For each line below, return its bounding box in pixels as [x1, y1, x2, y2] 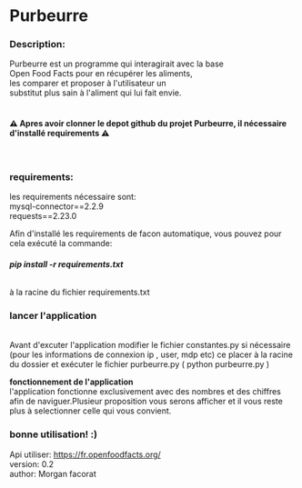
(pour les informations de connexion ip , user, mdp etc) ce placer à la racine [9, 349, 294, 360]
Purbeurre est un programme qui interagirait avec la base [9, 58, 225, 69]
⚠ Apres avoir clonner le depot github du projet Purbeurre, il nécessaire [9, 118, 287, 129]
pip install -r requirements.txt [9, 258, 124, 269]
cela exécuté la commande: [9, 237, 113, 248]
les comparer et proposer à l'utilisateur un [9, 78, 166, 89]
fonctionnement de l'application [9, 376, 134, 387]
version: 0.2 [9, 458, 55, 469]
